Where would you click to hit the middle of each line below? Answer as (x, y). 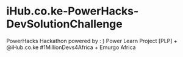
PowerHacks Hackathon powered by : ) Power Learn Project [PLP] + (92, 41)
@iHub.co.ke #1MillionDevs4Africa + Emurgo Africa (71, 47)
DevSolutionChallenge (65, 24)
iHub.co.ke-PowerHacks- (73, 11)
